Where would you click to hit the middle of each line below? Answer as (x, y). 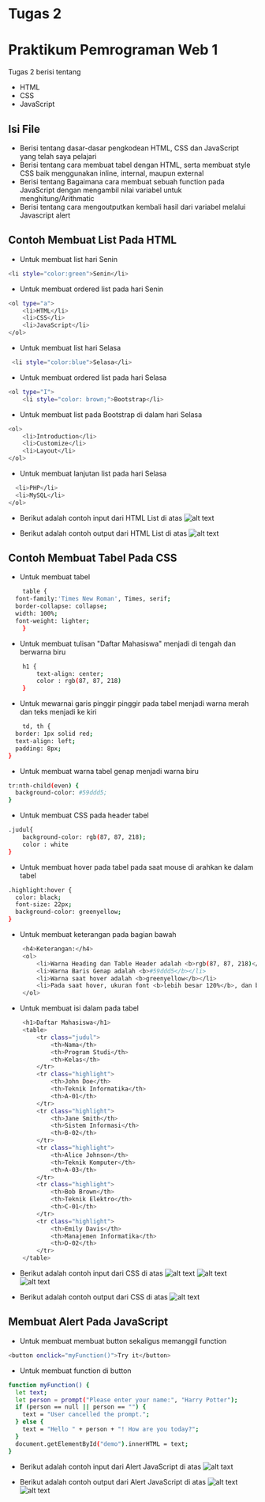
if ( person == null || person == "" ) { (81, 1407)
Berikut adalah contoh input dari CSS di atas (91, 1273)
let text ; (31, 1392)
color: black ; (38, 897)
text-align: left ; (46, 741)
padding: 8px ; (38, 749)
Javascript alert (45, 215)
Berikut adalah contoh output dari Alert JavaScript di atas (113, 1481)
